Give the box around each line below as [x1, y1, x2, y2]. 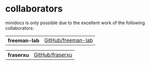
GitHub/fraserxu [33, 51, 72, 58]
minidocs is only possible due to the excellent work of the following [5, 20, 145, 26]
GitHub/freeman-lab [44, 36, 93, 43]
